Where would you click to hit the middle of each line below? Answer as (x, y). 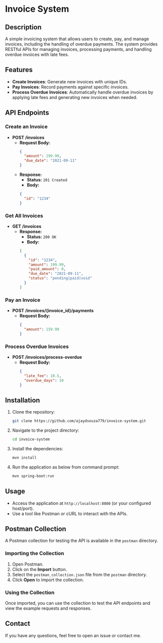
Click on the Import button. (39, 569)
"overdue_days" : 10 (44, 380)
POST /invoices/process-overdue (47, 357)
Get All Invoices (24, 216)
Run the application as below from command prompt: (66, 467)
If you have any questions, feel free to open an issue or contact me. (73, 635)
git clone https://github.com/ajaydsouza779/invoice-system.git (79, 421)
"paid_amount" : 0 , (47, 269)
